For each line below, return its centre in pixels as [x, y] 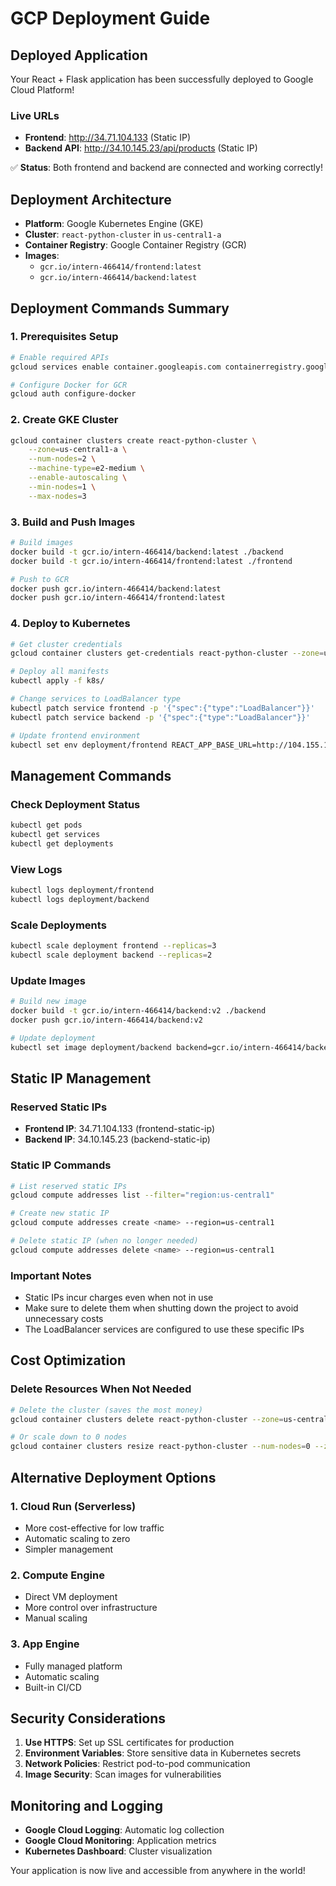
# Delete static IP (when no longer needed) [104, 1241]
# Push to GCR [40, 579]
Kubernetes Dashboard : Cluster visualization [118, 1851]
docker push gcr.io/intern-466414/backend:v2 [106, 1020]
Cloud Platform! [42, 90]
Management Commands [91, 775]
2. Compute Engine [57, 1575]
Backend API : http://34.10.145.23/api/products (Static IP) [141, 148]
